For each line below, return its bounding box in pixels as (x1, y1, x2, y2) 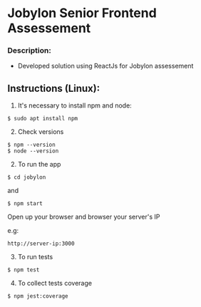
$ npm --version (7, 141, 56, 149)
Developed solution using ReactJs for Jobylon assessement (17, 62, 194, 71)
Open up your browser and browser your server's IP (7, 212, 160, 222)
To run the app (17, 160, 61, 169)
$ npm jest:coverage (7, 293, 69, 300)
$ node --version (7, 147, 59, 155)
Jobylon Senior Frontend (7, 5, 157, 21)
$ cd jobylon (7, 174, 46, 181)
